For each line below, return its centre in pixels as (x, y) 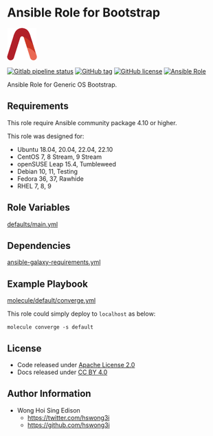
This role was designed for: (46, 136)
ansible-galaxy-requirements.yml (54, 262)
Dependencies (39, 246)
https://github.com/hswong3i (68, 425)
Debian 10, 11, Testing (47, 171)
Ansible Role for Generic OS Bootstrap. (62, 85)
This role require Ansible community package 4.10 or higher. (92, 122)
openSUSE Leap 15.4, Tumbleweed (67, 164)
